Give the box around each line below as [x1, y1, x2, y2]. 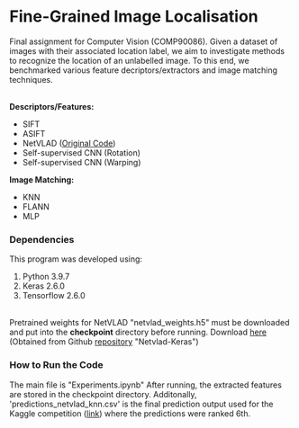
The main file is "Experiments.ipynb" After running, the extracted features [9, 379, 282, 390]
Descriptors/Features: [9, 101, 95, 111]
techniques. [9, 74, 53, 85]
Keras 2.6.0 [22, 281, 66, 291]
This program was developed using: [9, 254, 142, 264]
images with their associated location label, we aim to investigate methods [9, 45, 285, 56]
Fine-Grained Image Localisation [9, 6, 258, 27]
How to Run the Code [9, 359, 104, 371]
